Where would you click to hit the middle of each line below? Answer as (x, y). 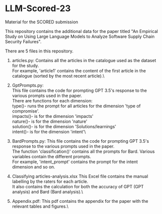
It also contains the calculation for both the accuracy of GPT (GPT (78, 186)
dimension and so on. (33, 167)
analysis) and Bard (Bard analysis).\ (48, 192)
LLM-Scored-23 (38, 8)
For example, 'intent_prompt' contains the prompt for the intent (75, 162)
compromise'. (26, 111)
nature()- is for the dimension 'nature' (50, 121)
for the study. (25, 66)
